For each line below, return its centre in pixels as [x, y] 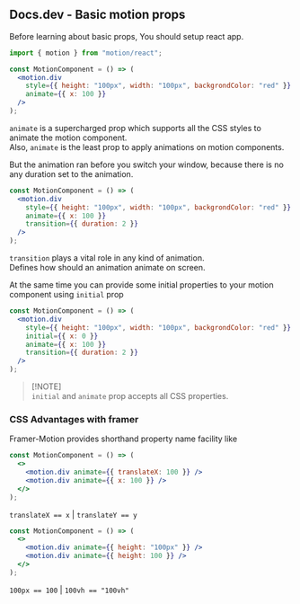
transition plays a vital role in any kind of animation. [107, 258]
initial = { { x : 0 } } [62, 336]
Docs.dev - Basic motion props [97, 15]
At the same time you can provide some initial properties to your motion [141, 285]
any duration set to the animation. [71, 173]
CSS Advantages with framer [74, 419]
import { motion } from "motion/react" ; [86, 53]
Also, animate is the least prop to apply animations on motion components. [147, 147]
